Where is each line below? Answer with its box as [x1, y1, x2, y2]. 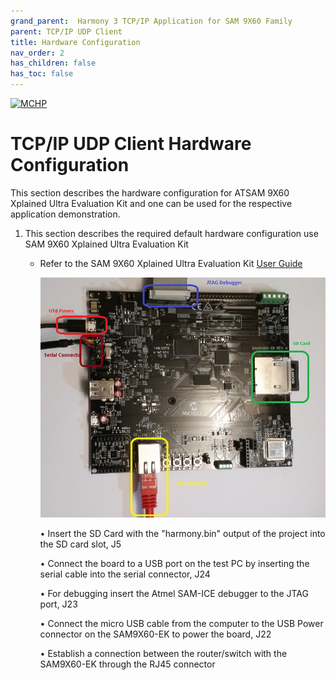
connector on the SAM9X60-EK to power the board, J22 [39, 628, 272, 640]
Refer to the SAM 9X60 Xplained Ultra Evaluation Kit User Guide [39, 257, 303, 269]
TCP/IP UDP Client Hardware [10, 133, 252, 155]
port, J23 [39, 598, 78, 610]
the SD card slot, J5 [39, 538, 122, 550]
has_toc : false [10, 69, 74, 79]
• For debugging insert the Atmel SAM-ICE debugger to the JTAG [39, 588, 309, 600]
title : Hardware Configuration [10, 37, 141, 47]
